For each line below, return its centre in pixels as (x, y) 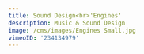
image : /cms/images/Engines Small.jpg (72, 30)
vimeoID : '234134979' (44, 38)
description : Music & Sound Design (67, 23)
